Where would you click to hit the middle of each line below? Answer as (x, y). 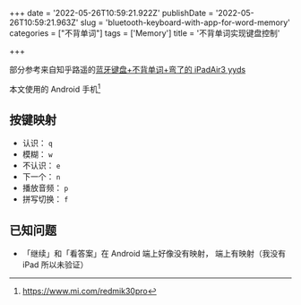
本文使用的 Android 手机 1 (55, 88)
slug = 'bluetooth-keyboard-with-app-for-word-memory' (185, 22)
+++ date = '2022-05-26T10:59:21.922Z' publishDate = (112, 13)
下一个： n (41, 177)
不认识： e (41, 166)
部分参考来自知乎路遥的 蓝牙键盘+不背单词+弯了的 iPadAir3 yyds (128, 70)
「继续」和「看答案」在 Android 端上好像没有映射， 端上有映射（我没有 (154, 254)
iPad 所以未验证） (55, 265)
